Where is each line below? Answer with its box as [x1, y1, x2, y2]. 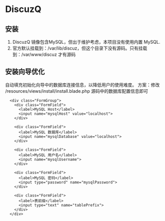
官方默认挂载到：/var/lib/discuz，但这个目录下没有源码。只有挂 [12, 45, 143, 51]
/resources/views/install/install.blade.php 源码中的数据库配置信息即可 [5, 88, 148, 94]
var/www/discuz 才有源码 [22, 52, 76, 57]
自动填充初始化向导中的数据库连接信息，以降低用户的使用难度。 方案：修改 [5, 82, 160, 88]
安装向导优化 [5, 68, 45, 76]
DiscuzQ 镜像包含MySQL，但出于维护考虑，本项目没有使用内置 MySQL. [12, 39, 160, 45]
